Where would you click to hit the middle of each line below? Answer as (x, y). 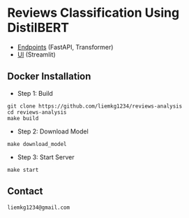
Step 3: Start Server (46, 157)
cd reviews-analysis (37, 112)
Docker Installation (49, 77)
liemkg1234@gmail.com (39, 208)
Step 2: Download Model (53, 131)
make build (23, 118)
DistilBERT (38, 28)
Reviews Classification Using (93, 13)
